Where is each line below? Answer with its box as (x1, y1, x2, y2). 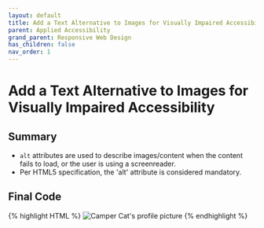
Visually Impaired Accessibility (8, 99, 215, 116)
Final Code (8, 190, 62, 204)
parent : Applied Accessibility (8, 26, 111, 34)
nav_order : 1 (8, 48, 51, 56)
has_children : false (8, 41, 76, 49)
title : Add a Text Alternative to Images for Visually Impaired (8, 19, 223, 27)
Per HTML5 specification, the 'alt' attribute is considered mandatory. (19, 167, 242, 177)
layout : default (8, 11, 61, 20)
